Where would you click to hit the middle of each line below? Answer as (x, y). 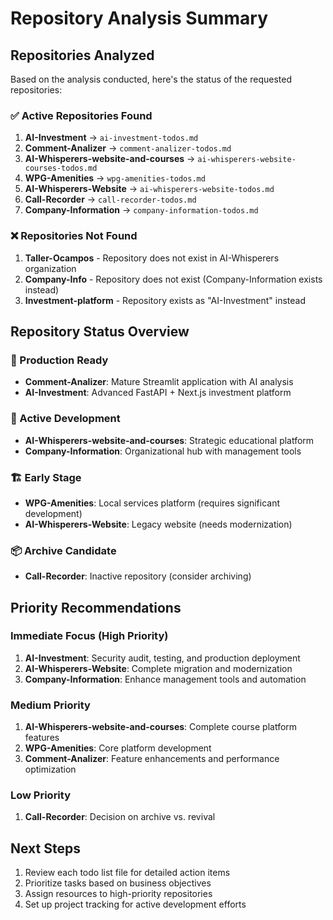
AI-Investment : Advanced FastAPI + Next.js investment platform (158, 393)
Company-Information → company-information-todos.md (141, 210)
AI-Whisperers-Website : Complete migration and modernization (158, 668)
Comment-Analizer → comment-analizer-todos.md (128, 148)
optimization (50, 769)
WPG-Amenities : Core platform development (118, 748)
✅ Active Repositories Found (81, 115)
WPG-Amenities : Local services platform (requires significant (152, 503)
